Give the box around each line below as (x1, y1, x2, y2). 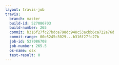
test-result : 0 (9, 52, 40, 58)
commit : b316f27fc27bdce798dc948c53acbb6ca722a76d (9, 30, 115, 35)
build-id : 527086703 (9, 21, 51, 26)
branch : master (9, 16, 40, 21)
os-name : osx (9, 48, 36, 53)
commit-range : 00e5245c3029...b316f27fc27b (9, 35, 99, 40)
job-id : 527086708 (9, 39, 47, 44)
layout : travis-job (5, 7, 45, 12)
